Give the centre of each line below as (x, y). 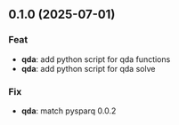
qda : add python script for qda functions (96, 59)
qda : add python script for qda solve (88, 68)
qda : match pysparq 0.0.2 (69, 111)
